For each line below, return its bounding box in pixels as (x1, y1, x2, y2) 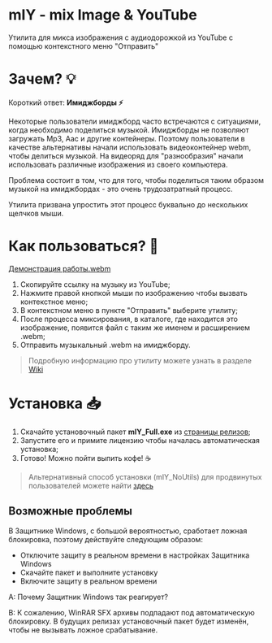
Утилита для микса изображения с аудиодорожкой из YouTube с (8, 33, 234, 42)
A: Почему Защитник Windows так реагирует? (8, 592, 169, 602)
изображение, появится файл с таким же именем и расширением (19, 323, 250, 332)
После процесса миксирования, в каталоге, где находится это (19, 314, 238, 324)
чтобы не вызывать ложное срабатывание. (8, 624, 158, 635)
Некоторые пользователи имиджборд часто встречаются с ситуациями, (8, 116, 261, 126)
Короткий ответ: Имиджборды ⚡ (8, 98, 123, 107)
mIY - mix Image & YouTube (8, 6, 197, 24)
